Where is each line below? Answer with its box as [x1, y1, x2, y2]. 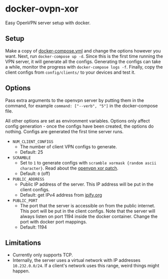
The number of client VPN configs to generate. [20, 143, 117, 149]
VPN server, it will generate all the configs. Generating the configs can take [5, 59, 161, 65]
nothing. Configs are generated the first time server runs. [5, 128, 124, 134]
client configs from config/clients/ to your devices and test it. [5, 69, 136, 75]
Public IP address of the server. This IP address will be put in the [20, 181, 154, 187]
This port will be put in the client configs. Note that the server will [20, 208, 155, 214]
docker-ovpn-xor [5, 3, 79, 15]
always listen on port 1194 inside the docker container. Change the [20, 213, 158, 219]
